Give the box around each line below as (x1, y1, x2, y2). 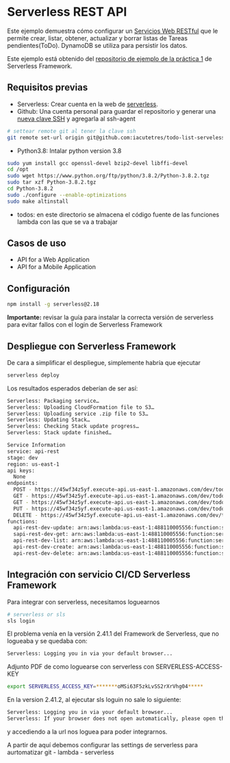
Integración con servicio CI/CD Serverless (7, 569, 190, 581)
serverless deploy (7, 371, 60, 379)
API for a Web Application (16, 255, 90, 264)
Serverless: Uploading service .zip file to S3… (7, 410, 149, 417)
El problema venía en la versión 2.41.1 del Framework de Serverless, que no (7, 629, 220, 638)
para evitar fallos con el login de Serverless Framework (7, 321, 163, 329)
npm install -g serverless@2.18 (7, 301, 99, 308)
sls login (7, 617, 36, 624)
